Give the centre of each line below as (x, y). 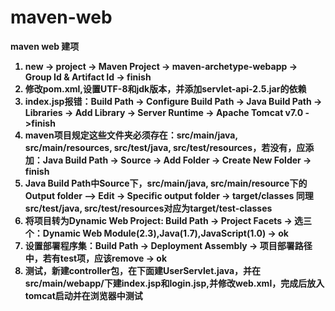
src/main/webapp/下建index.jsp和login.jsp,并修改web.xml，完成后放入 (174, 283)
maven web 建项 (45, 46)
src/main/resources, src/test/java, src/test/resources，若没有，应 (165, 147)
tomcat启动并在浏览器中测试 (83, 295)
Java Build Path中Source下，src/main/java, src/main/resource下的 (166, 183)
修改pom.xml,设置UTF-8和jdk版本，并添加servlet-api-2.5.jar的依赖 (165, 88)
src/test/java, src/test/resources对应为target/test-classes (148, 208)
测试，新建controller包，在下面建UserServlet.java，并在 (143, 270)
